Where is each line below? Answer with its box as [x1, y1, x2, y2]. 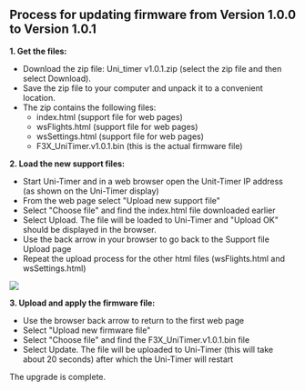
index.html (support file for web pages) [36, 111, 184, 122]
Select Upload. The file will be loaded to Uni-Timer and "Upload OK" [22, 214, 280, 226]
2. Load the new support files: [9, 158, 126, 169]
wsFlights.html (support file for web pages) [36, 121, 198, 132]
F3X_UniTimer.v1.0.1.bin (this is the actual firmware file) [36, 140, 243, 151]
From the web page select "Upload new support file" [22, 195, 221, 206]
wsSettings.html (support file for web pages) [36, 131, 205, 142]
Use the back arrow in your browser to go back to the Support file [22, 234, 270, 245]
